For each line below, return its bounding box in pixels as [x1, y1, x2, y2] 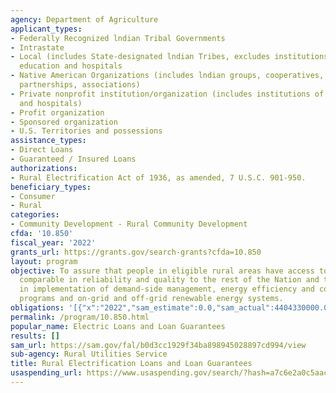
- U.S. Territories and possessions [10, 126, 163, 136]
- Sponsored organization [10, 117, 118, 127]
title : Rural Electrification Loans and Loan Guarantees [10, 359, 253, 369]
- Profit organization [10, 107, 105, 118]
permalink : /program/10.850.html [10, 312, 150, 322]
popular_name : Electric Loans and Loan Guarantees [10, 321, 226, 331]
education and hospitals [19, 61, 123, 71]
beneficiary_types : [10, 182, 92, 192]
